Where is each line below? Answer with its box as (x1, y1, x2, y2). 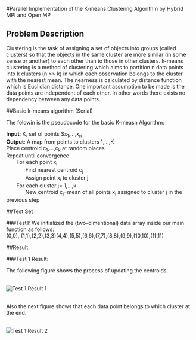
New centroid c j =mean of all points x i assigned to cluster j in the (25, 188, 183, 197)
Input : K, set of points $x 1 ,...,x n (6, 130, 82, 139)
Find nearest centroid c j (25, 166, 83, 175)
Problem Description (6, 29, 85, 39)
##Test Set (6, 208, 33, 215)
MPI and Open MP (6, 11, 51, 19)
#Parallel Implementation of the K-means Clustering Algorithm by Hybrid (6, 5, 183, 12)
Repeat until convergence (6, 152, 70, 159)
